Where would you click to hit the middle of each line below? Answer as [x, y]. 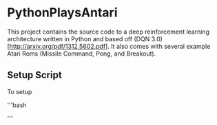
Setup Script [34, 75]
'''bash [17, 105]
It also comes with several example [161, 46]
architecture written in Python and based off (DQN [79, 38]
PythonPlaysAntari [62, 13]
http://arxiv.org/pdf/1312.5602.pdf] [59, 46]
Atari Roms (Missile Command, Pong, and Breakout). [82, 54]
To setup [20, 91]
